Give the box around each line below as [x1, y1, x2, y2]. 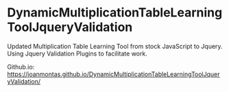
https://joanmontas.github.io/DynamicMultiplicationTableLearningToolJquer [7, 70, 221, 78]
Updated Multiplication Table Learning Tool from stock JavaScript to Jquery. [7, 42, 223, 50]
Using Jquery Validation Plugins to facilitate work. [7, 49, 147, 58]
